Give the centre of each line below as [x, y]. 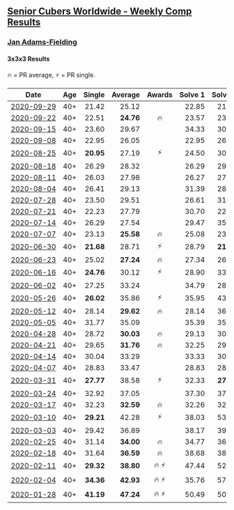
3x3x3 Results [29, 59]
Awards [159, 95]
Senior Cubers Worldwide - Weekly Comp [100, 11]
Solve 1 [192, 95]
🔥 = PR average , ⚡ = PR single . [51, 75]
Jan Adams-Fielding [42, 42]
